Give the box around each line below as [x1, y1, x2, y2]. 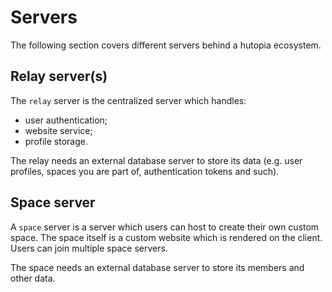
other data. [10, 272, 56, 284]
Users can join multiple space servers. [10, 242, 168, 254]
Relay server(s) [10, 68, 108, 85]
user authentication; [24, 114, 108, 126]
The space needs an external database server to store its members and [10, 261, 305, 273]
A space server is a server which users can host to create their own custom [10, 221, 320, 233]
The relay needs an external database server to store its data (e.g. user [10, 154, 303, 166]
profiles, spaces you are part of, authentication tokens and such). [10, 165, 280, 177]
